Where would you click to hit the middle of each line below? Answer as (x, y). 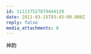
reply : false (22, 22)
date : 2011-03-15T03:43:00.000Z (45, 17)
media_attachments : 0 (33, 28)
